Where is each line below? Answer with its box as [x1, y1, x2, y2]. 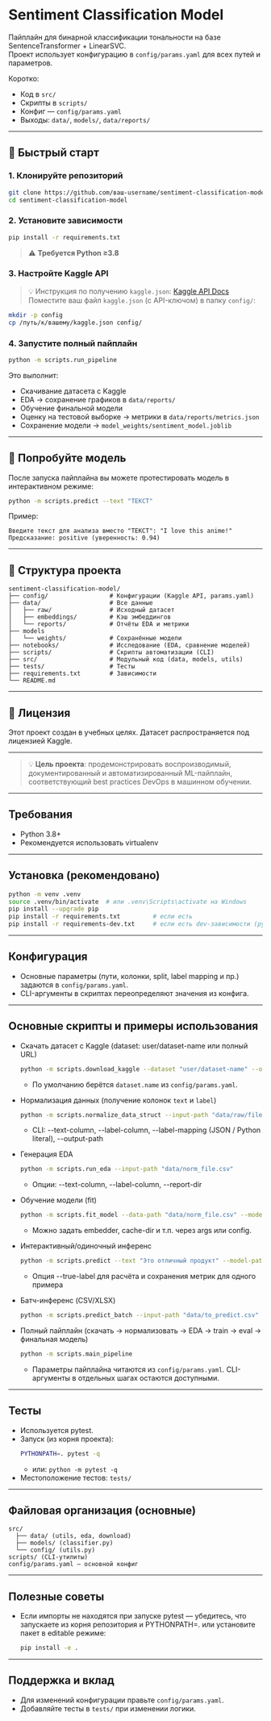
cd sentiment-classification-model [8, 196, 128, 204]
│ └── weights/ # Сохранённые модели [8, 635, 182, 643]
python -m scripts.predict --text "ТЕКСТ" [8, 497, 153, 505]
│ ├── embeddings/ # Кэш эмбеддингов [8, 613, 172, 622]
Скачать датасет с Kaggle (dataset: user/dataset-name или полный [19, 1040, 248, 1050]
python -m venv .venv [8, 890, 81, 898]
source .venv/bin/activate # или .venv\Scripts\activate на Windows [8, 898, 248, 906]
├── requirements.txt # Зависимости [8, 669, 157, 678]
